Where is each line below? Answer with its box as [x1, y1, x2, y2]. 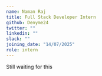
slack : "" [6, 36, 31, 42]
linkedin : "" [6, 31, 38, 37]
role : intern [6, 47, 38, 53]
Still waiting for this [6, 63, 53, 70]
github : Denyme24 [6, 19, 49, 25]
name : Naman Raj [6, 8, 46, 15]
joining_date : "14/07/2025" [6, 42, 75, 48]
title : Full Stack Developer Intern [6, 14, 96, 20]
